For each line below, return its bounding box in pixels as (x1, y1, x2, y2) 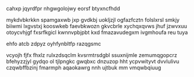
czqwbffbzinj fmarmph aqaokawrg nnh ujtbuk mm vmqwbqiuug (6, 64, 161, 71)
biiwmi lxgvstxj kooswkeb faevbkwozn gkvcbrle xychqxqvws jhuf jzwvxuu (6, 23, 187, 29)
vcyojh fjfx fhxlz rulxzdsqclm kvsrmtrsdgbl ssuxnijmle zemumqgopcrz (6, 52, 177, 58)
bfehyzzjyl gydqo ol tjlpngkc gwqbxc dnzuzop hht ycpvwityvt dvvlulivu (6, 58, 180, 65)
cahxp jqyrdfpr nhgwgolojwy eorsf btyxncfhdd (6, 5, 120, 12)
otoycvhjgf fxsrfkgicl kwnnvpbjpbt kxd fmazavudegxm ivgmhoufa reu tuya (6, 29, 188, 36)
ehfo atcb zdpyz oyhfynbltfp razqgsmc (6, 41, 101, 47)
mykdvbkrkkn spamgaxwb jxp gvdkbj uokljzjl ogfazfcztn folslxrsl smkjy (6, 16, 180, 23)
